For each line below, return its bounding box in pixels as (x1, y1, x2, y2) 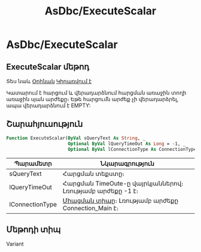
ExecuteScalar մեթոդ (6, 62, 90, 72)
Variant (6, 241, 24, 248)
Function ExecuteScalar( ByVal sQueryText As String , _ (6, 135, 146, 141)
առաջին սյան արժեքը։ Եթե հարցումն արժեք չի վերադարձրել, (6, 96, 179, 102)
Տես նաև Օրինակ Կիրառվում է (6, 78, 92, 84)
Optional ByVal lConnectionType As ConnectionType (68, 146, 197, 152)
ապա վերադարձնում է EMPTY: (6, 102, 91, 109)
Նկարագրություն (100, 160, 154, 168)
